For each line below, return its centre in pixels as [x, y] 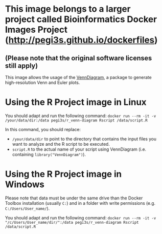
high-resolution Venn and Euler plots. [43, 82]
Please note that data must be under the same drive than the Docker [74, 198]
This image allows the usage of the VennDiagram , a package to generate [78, 77]
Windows [25, 185]
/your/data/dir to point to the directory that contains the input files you [84, 139]
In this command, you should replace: [43, 129]
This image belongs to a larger [68, 9]
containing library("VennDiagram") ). [49, 154]
